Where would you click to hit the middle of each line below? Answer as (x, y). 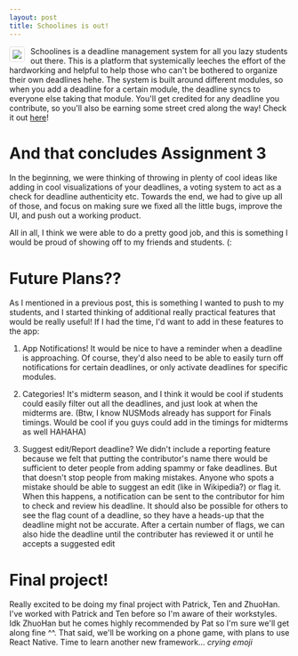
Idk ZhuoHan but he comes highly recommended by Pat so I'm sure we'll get (149, 623)
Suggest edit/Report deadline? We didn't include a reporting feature (146, 449)
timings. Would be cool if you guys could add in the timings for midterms (155, 423)
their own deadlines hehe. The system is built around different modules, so (146, 79)
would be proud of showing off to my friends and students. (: (121, 242)
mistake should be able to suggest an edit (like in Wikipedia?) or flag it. (152, 487)
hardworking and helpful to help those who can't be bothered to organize (143, 70)
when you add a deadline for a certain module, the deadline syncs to (135, 89)
